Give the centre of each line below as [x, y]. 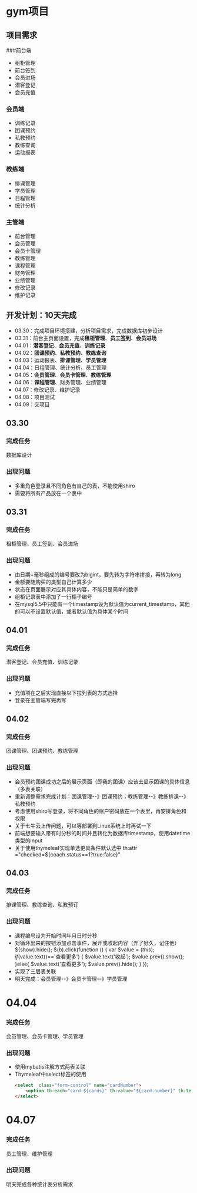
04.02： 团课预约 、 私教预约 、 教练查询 [61, 352]
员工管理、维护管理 [29, 1154]
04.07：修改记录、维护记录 [47, 390]
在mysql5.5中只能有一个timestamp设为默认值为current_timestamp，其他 [102, 604]
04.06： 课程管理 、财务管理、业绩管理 [61, 382]
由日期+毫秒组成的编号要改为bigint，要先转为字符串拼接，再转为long [98, 574]
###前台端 [19, 50]
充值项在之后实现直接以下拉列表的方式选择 [66, 693]
